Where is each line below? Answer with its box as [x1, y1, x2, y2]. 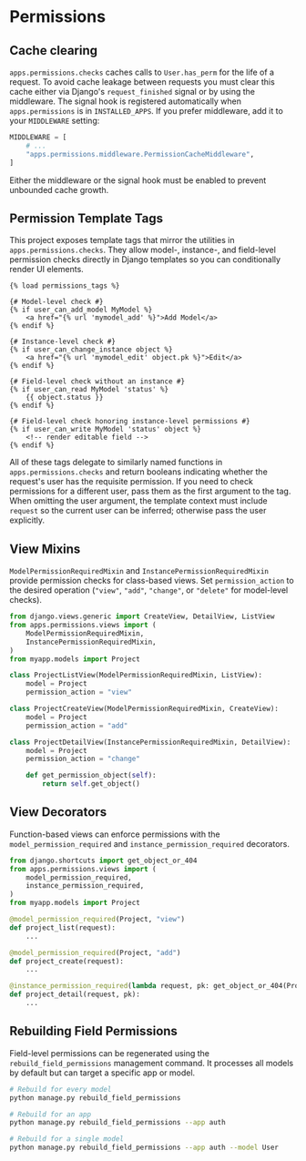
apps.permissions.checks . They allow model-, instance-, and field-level [9, 244, 276, 256]
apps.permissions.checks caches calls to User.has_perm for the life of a [9, 66, 275, 77]
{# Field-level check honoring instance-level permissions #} [9, 417, 250, 426]
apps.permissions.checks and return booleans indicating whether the [9, 466, 269, 477]
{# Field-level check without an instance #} [9, 377, 185, 386]
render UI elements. [9, 264, 84, 275]
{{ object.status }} [25, 393, 104, 402]
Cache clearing [9, 43, 98, 58]
